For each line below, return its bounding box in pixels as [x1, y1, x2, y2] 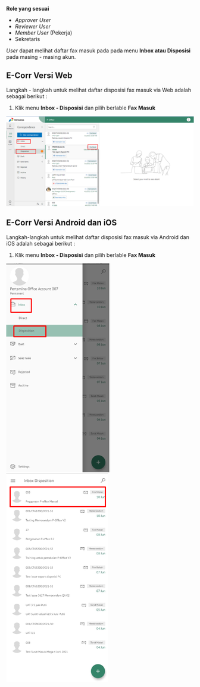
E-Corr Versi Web [6, 71, 73, 81]
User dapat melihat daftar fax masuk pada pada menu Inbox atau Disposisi [6, 47, 191, 54]
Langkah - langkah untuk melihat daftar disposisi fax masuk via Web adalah [6, 86, 192, 93]
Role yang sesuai [6, 5, 49, 12]
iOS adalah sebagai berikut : [6, 240, 76, 247]
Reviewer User [14, 23, 51, 30]
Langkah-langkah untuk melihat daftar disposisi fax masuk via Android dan [6, 233, 189, 240]
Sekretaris [14, 36, 40, 42]
